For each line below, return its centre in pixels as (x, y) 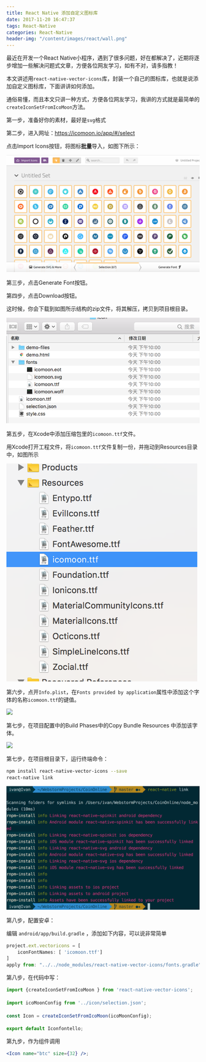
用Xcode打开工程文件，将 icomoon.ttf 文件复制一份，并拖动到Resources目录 (102, 447)
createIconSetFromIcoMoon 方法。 (48, 107)
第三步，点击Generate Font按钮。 (48, 283)
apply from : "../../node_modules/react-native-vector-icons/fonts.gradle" (104, 965)
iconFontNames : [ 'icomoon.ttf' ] (60, 952)
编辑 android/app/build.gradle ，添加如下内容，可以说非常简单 (86, 933)
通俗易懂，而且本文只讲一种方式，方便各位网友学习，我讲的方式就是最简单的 (103, 99)
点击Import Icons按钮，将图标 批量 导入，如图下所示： (73, 146)
